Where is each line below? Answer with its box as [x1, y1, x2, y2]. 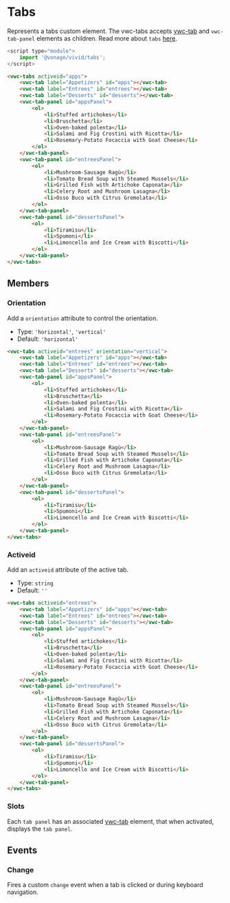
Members [7, 278, 49, 289]
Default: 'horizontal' [16, 335, 79, 343]
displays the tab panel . [7, 824, 73, 833]
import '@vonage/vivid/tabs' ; [19, 54, 106, 61]
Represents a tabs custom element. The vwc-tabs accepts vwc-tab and [7, 27, 210, 35]
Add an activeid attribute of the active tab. [7, 565, 129, 574]
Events [7, 844, 38, 856]
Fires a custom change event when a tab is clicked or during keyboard [7, 881, 204, 889]
